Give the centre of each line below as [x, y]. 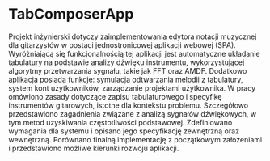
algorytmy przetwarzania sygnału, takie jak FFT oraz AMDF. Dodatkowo [128, 70]
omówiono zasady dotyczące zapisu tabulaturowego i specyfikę [115, 96]
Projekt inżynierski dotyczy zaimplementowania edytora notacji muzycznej [133, 36]
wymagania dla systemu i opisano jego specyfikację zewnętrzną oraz [124, 131]
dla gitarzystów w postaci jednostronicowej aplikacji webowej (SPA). [122, 44]
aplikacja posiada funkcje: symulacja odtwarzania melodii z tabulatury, [126, 79]
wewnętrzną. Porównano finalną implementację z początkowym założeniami [135, 139]
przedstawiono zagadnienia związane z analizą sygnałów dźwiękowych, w [133, 113]
